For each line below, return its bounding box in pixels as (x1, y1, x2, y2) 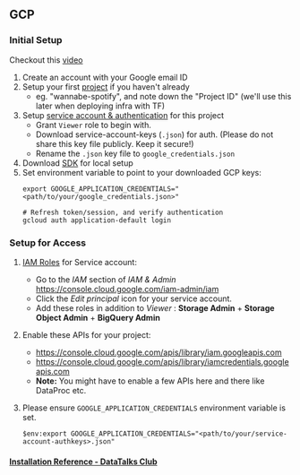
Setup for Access (9, 237, 87, 249)
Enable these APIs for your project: (21, 329, 151, 340)
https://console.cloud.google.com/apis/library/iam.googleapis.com (35, 347, 282, 358)
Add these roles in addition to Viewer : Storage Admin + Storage (35, 302, 275, 313)
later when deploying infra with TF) (35, 100, 166, 111)
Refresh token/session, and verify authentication (30, 208, 224, 217)
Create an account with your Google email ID (21, 72, 188, 82)
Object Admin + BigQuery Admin (35, 312, 161, 323)
